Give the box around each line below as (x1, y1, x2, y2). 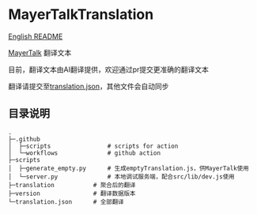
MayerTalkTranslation (8, 6, 154, 24)
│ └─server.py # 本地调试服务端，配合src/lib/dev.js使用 (8, 172, 235, 181)
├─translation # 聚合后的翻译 (8, 181, 136, 189)
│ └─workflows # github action (8, 148, 161, 157)
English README (8, 32, 63, 41)
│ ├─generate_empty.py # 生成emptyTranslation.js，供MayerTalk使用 (8, 164, 249, 172)
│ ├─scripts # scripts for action (8, 142, 179, 150)
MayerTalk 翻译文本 (8, 47, 72, 57)
